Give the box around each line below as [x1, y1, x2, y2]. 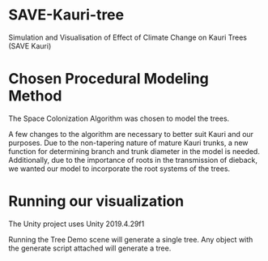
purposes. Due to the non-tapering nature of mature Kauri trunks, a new [8, 138, 249, 148]
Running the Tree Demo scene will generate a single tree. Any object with [8, 234, 253, 244]
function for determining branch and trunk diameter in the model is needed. [8, 146, 261, 156]
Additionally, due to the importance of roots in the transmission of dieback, [8, 155, 257, 165]
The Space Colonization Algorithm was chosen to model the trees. [8, 113, 230, 123]
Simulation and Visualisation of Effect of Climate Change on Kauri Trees [8, 32, 247, 42]
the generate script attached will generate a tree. [8, 243, 172, 253]
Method [8, 87, 62, 105]
